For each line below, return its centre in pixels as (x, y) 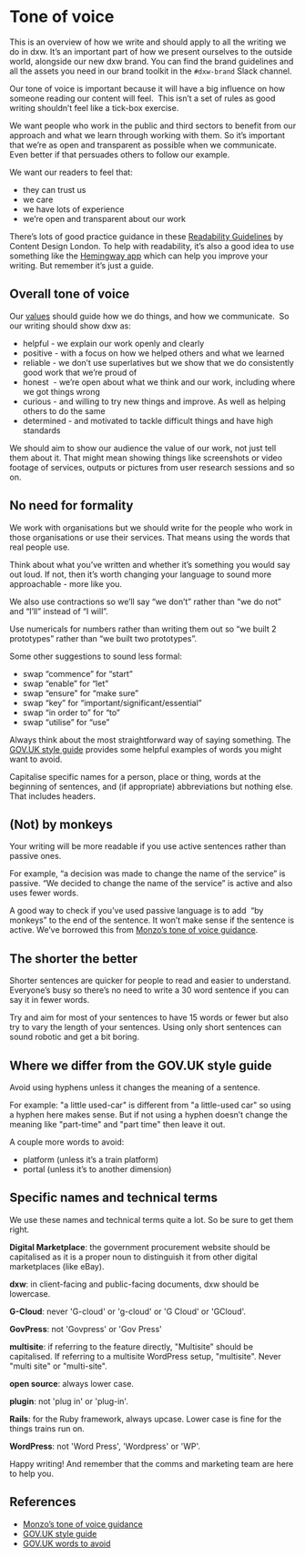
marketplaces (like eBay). (57, 1266)
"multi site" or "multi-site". (58, 1366)
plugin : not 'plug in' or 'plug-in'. (69, 1401)
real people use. (40, 547)
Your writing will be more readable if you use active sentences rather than (148, 846)
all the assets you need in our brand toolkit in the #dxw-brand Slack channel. (151, 71)
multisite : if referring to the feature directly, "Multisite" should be (131, 1346)
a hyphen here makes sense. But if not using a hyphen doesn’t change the (149, 1115)
